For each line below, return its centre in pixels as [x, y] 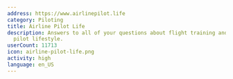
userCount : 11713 [32, 45]
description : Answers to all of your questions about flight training [111, 33]
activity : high [29, 58]
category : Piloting [35, 20]
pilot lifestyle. [38, 39]
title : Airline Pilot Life [46, 26]
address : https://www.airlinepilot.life [67, 13]
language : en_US [31, 65]
